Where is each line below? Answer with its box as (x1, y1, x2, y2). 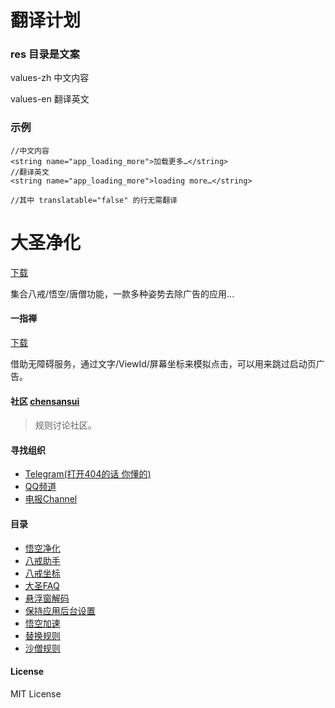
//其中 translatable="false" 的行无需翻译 (10, 195, 178, 205)
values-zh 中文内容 (10, 72, 90, 84)
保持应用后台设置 (24, 604, 96, 616)
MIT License (10, 687, 62, 700)
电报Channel (24, 493, 78, 505)
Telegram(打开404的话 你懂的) (24, 468, 152, 480)
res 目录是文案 (10, 47, 80, 61)
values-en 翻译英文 (10, 93, 90, 105)
